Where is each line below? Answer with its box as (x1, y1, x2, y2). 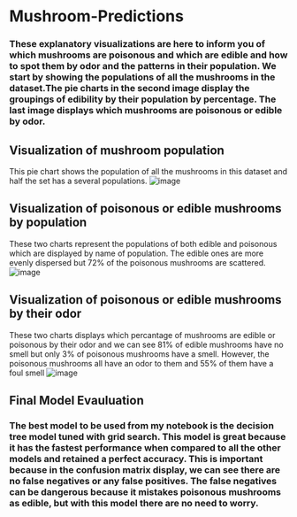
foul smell (9, 367, 45, 378)
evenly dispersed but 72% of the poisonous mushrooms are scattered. (9, 257, 267, 267)
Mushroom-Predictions (9, 6, 184, 27)
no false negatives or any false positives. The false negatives (9, 475, 277, 487)
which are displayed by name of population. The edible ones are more (9, 248, 263, 258)
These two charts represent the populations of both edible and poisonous (9, 238, 278, 249)
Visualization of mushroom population (9, 143, 225, 158)
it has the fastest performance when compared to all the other (9, 441, 281, 453)
